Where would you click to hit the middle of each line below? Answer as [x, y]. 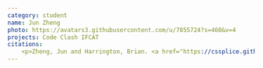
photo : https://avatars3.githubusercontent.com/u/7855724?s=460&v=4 [122, 30]
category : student [37, 15]
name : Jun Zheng [34, 23]
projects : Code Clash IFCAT [53, 37]
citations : [25, 45]
